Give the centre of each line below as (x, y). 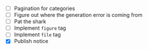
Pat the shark (30, 22)
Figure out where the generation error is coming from (78, 15)
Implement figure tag (40, 28)
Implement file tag (37, 35)
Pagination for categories (44, 8)
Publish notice (31, 41)
